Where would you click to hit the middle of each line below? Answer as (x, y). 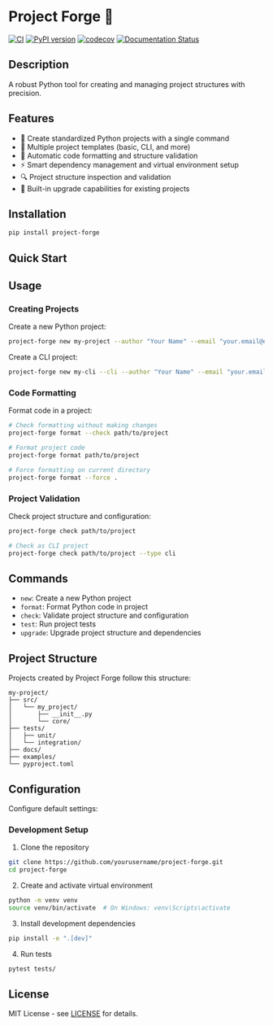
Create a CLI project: (43, 357)
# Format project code (47, 448)
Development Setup (48, 829)
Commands (39, 578)
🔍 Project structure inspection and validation (95, 177)
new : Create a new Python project (76, 598)
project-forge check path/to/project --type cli (92, 553)
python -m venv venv (43, 901)
